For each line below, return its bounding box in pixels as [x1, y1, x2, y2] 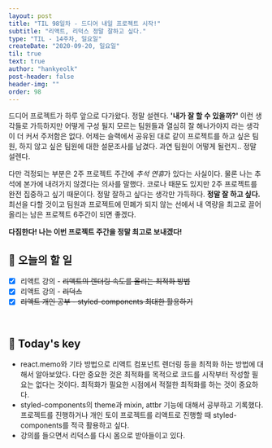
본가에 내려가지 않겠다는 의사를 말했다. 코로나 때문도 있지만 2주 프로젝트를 [23, 179, 257, 189]
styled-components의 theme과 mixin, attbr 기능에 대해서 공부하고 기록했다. [19, 400, 264, 410]
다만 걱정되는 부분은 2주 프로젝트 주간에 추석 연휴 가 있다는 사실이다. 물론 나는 [8, 169, 253, 179]
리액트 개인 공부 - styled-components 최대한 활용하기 [19, 296, 193, 306]
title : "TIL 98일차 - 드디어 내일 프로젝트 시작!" [8, 20, 161, 28]
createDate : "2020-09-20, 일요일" [8, 42, 120, 51]
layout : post [8, 11, 53, 20]
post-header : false [8, 72, 75, 81]
